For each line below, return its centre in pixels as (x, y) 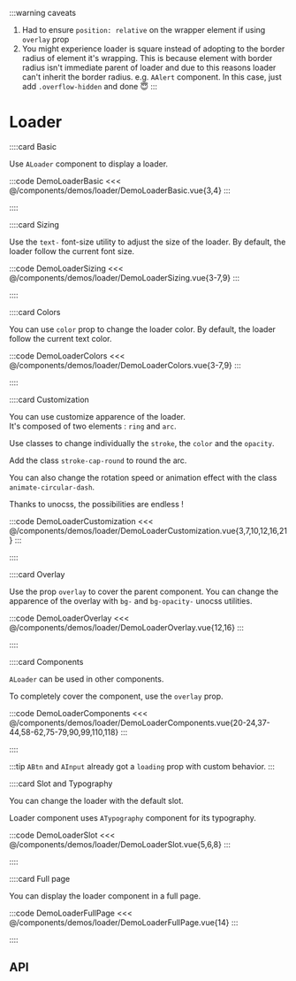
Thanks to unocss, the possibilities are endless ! (96, 504)
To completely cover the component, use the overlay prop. (116, 696)
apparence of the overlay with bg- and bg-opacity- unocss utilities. (131, 600)
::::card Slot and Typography (61, 784)
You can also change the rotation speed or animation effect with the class (143, 477)
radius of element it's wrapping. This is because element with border (147, 58)
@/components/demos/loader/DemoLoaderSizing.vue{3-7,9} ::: (125, 277)
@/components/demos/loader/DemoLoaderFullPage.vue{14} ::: (124, 922)
